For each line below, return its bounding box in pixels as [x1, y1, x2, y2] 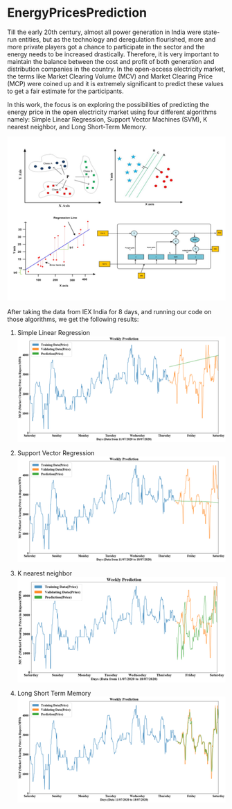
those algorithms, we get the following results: [7, 315, 139, 323]
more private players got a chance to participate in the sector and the [7, 42, 206, 51]
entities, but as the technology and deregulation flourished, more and [18, 35, 216, 43]
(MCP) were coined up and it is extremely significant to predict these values [7, 79, 224, 88]
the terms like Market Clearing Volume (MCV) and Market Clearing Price [7, 72, 213, 81]
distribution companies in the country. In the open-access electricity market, [7, 65, 226, 73]
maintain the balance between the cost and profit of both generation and [7, 57, 215, 65]
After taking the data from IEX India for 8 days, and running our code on [7, 307, 212, 316]
